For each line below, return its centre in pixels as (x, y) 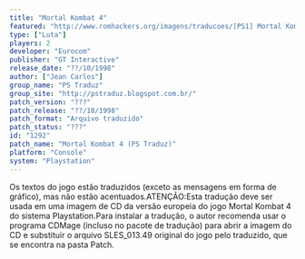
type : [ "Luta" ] (38, 34)
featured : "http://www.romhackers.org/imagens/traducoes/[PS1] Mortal (146, 26)
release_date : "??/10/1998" (63, 69)
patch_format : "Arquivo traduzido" (77, 119)
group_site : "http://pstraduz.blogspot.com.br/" (103, 93)
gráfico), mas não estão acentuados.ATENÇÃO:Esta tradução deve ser (141, 197)
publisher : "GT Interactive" (64, 60)
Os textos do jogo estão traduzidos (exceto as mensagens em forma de (143, 187)
